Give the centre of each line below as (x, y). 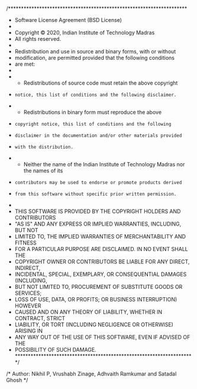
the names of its (43, 171)
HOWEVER (28, 306)
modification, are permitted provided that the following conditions (94, 58)
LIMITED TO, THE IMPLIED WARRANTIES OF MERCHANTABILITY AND (100, 237)
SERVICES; (28, 293)
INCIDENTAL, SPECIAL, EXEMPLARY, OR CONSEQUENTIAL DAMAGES (101, 274)
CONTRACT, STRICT (40, 318)
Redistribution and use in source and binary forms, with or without (95, 52)
